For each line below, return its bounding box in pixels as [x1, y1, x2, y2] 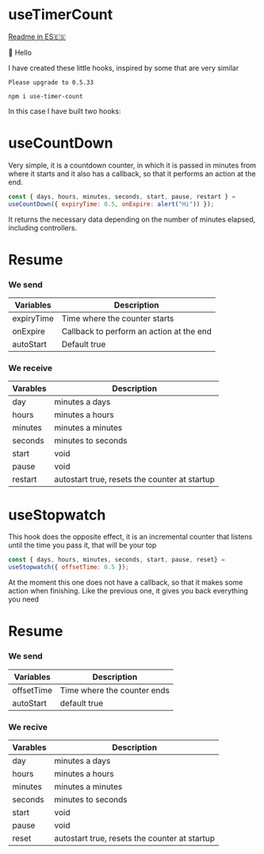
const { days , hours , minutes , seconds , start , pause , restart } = [8, 192, 236, 200]
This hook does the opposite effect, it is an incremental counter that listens [8, 532, 253, 542]
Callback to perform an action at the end [61, 326, 212, 337]
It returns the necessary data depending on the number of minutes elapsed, [8, 214, 256, 224]
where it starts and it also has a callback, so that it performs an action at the [8, 168, 256, 178]
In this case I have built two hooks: [8, 106, 121, 116]
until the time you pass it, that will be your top [8, 540, 157, 550]
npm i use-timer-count [8, 92, 83, 100]
